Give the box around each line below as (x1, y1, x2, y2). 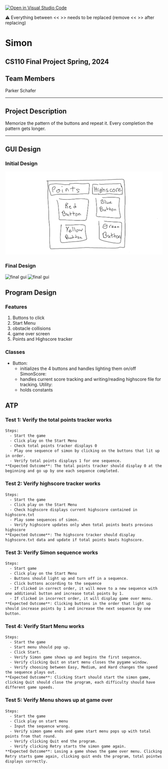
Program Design (5, 289, 56, 297)
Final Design (5, 263, 36, 270)
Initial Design (5, 160, 38, 167)
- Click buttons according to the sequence (9, 581, 101, 586)
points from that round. (5, 733, 57, 739)
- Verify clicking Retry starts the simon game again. (9, 743, 126, 749)
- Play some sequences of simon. (9, 517, 79, 522)
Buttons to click (12, 315, 45, 321)
